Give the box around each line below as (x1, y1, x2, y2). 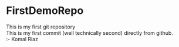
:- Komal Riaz (6, 35, 39, 42)
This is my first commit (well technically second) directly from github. (6, 29, 173, 36)
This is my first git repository (6, 23, 76, 30)
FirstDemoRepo (6, 4, 84, 17)
